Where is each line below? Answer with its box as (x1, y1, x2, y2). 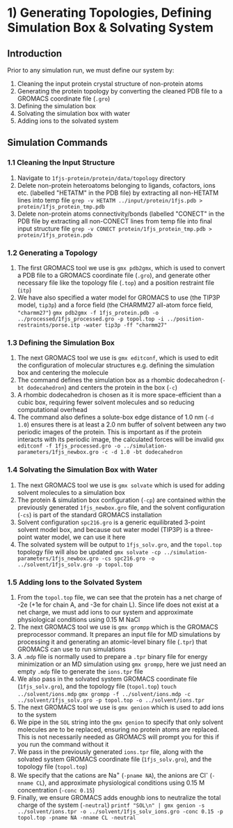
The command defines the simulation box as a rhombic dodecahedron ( (17, 376, 223, 385)
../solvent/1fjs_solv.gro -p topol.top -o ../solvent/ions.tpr (17, 697, 205, 704)
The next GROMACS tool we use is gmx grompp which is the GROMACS (17, 623, 218, 631)
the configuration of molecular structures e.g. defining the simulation (17, 361, 215, 369)
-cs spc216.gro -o (102, 555, 155, 562)
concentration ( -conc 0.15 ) (17, 785, 95, 794)
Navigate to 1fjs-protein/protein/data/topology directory (17, 173, 186, 182)
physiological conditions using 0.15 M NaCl (17, 615, 140, 623)
